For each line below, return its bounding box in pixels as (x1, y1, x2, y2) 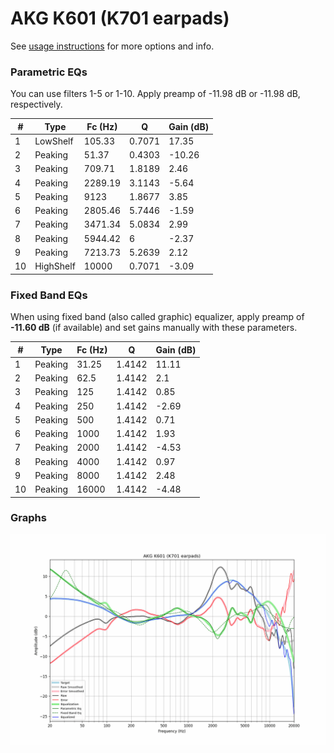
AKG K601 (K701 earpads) (10, 7, 230, 30)
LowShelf (34, 135, 74, 147)
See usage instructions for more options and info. (10, 40, 215, 52)
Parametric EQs (10, 65, 88, 79)
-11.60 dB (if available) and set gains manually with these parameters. (10, 322, 298, 334)
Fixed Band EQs (10, 288, 88, 302)
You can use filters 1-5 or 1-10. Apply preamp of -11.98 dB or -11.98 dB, (10, 88, 301, 100)
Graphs (10, 511, 47, 525)
